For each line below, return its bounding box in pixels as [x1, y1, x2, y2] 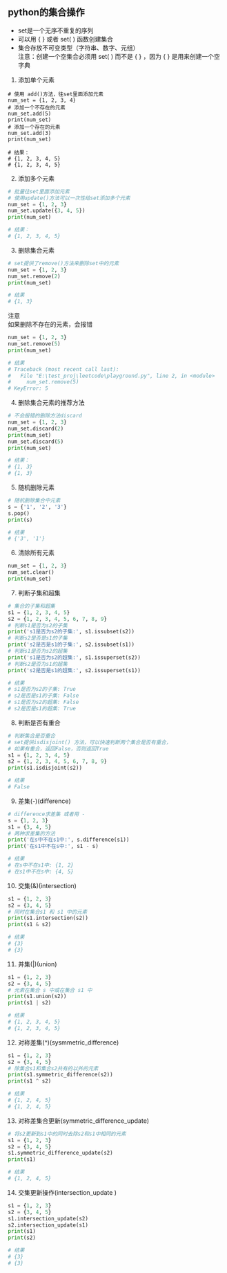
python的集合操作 [8, 6, 85, 19]
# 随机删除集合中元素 [8, 497, 61, 504]
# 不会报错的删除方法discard [8, 413, 82, 419]
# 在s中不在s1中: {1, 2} [8, 862, 75, 869]
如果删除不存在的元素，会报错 [8, 320, 92, 329]
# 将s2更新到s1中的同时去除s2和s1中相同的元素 [8, 1130, 126, 1137]
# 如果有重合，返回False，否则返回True [8, 745, 109, 752]
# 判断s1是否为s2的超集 [8, 648, 68, 655]
